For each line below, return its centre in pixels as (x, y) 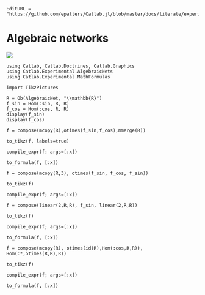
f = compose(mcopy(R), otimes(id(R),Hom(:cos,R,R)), (75, 248)
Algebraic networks (57, 38)
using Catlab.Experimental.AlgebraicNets (60, 71)
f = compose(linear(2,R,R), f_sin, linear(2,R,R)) (72, 205)
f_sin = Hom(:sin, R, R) (38, 103)
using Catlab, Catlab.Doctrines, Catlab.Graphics (71, 66)
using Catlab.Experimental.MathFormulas (59, 77)
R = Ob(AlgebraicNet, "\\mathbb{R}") (54, 98)
